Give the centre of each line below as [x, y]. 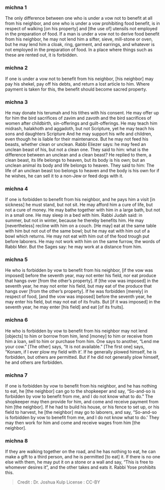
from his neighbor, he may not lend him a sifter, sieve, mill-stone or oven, [79, 39]
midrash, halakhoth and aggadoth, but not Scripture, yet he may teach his [80, 128]
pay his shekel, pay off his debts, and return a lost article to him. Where [78, 84]
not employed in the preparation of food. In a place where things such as [79, 50]
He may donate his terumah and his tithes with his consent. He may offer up [82, 112]
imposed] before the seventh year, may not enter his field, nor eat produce [81, 276]
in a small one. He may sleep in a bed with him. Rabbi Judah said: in [74, 215]
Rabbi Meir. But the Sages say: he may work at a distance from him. [74, 247]
